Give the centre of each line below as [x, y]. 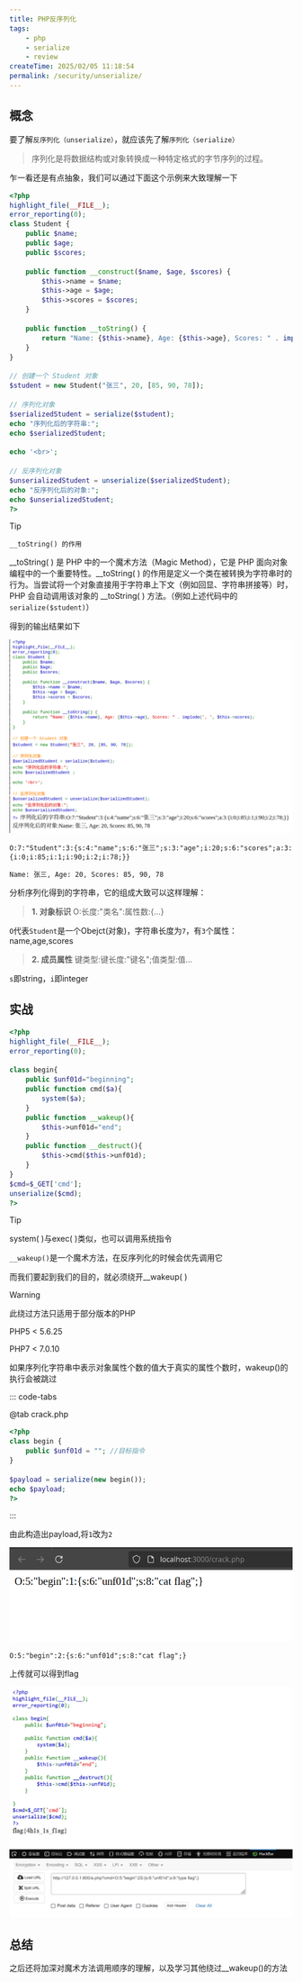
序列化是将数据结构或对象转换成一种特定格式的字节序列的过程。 [149, 158]
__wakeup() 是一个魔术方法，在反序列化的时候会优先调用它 [116, 1258]
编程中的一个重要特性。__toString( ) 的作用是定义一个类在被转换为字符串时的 [151, 574]
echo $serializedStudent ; [58, 433]
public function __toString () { [86, 329]
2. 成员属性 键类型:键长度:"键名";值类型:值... [112, 959]
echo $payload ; [38, 1489]
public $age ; [50, 243]
